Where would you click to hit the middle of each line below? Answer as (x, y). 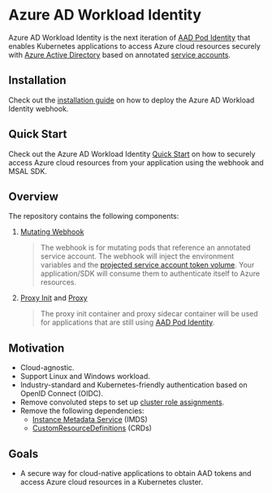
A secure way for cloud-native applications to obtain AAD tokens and (136, 473)
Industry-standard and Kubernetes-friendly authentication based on (134, 385)
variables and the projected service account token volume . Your (147, 265)
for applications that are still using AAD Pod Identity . (127, 322)
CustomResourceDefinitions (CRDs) (92, 428)
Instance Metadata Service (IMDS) (90, 420)
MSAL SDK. (28, 171)
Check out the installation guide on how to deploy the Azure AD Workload (132, 100)
